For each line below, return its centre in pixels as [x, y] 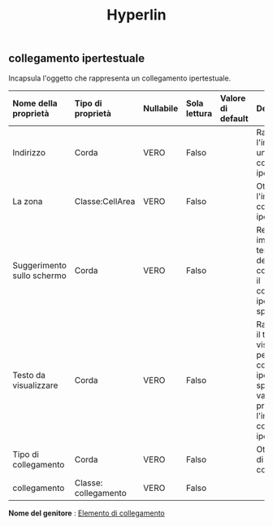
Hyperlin [136, 15]
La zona [28, 201]
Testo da [29, 375]
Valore [233, 98]
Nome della [35, 103]
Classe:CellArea [105, 201]
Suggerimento [40, 265]
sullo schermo [39, 276]
